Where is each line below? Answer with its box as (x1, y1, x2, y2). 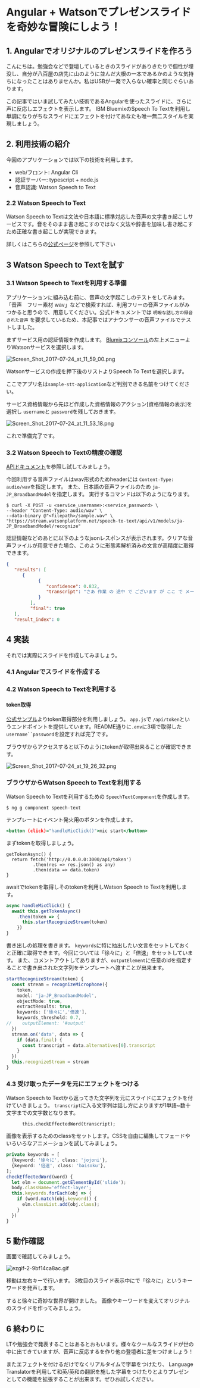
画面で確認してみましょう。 (6, 1253, 74, 1260)
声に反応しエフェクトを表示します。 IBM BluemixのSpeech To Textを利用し (6, 105, 190, 112)
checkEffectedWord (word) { (6, 1174, 73, 1180)
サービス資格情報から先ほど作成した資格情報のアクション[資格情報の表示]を (6, 400, 192, 408)
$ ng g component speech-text (6, 805, 82, 811)
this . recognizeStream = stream (11, 1059, 89, 1065)
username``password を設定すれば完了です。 (6, 730, 111, 737)
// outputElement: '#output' (6, 1020, 86, 1026)
